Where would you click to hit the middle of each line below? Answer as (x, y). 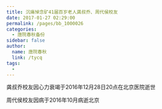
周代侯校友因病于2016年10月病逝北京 (53, 100)
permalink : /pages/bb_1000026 (45, 23)
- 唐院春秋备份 (29, 35)
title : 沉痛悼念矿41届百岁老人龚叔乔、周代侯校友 (62, 12)
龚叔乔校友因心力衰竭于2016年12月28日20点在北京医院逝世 (81, 87)
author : (16, 47)
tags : (13, 63)
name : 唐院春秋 (29, 52)
